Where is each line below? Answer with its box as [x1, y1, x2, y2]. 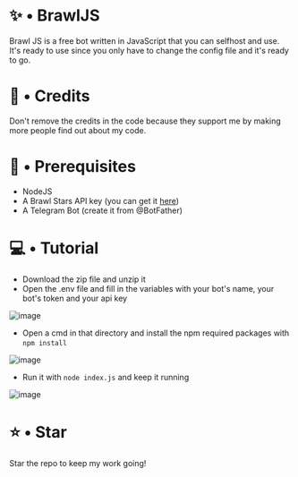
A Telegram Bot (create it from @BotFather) [21, 205, 183, 216]
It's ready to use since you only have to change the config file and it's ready [9, 45, 289, 55]
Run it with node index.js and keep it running [21, 371, 190, 382]
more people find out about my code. [9, 124, 147, 135]
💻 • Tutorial [9, 238, 99, 258]
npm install [21, 338, 67, 347]
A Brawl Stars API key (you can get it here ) [21, 195, 180, 206]
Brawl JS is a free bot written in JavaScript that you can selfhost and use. [9, 35, 280, 46]
